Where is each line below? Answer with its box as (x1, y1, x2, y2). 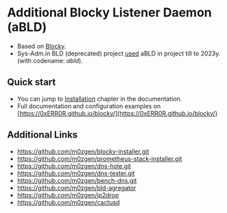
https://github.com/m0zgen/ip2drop (16, 190, 119, 199)
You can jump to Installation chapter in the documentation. (16, 95, 182, 103)
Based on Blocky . (16, 42, 67, 50)
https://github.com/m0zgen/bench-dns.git (16, 176, 137, 184)
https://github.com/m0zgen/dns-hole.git (16, 162, 132, 170)
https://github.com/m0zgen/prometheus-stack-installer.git (16, 154, 182, 162)
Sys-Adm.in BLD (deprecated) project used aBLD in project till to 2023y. (16, 49, 221, 58)
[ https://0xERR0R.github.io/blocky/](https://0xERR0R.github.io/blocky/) (16, 109, 218, 117)
